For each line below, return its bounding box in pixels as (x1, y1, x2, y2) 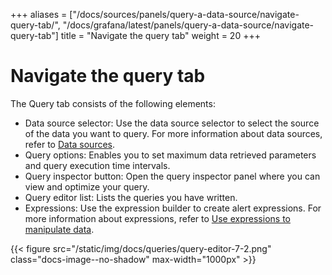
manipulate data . (24, 223, 95, 235)
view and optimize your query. (24, 180, 150, 193)
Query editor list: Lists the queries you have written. (24, 191, 238, 203)
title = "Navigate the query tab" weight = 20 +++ (60, 30, 261, 41)
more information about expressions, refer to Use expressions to (24, 212, 291, 224)
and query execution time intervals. (24, 159, 171, 171)
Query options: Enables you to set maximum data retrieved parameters (24, 149, 317, 161)
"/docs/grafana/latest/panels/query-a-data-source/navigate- (62, 19, 315, 31)
